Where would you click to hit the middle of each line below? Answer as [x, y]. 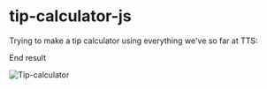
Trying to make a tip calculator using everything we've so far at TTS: [133, 41]
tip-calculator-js [70, 16]
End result [28, 57]
